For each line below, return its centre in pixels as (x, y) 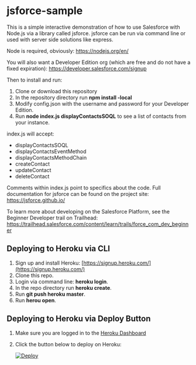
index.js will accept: (30, 134)
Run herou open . (35, 300)
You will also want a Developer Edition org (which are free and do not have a (99, 62)
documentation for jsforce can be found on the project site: (78, 194)
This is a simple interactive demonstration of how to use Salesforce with (93, 27)
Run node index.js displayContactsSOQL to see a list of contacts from (101, 116)
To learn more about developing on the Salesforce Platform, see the (88, 211)
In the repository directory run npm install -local (73, 97)
